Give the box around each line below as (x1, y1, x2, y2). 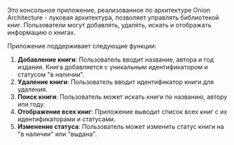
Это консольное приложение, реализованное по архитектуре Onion (7, 6, 211, 14)
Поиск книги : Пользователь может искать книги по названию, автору (17, 92, 228, 101)
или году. (17, 100, 45, 108)
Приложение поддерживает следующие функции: (7, 42, 157, 50)
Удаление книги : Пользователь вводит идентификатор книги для (17, 78, 214, 86)
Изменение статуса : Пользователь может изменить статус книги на (17, 123, 224, 130)
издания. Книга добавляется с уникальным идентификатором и (17, 63, 208, 71)
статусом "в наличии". (17, 70, 85, 78)
